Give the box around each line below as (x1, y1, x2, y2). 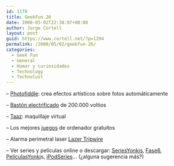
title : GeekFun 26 (6, 14, 51, 20)
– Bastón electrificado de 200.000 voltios (6, 101, 106, 109)
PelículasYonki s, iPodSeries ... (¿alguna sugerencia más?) (6, 153, 145, 160)
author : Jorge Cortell (6, 25, 62, 31)
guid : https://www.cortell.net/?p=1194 (6, 36, 104, 42)
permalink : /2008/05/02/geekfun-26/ (6, 42, 96, 48)
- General (11, 57, 35, 63)
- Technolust (11, 74, 44, 80)
